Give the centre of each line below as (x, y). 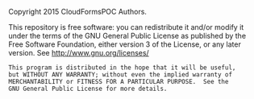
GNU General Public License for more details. (88, 89)
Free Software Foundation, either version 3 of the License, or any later (125, 44)
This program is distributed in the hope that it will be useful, (122, 68)
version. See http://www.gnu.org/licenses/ (79, 53)
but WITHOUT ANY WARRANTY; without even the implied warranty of (120, 75)
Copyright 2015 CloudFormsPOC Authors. (78, 12)
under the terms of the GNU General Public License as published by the (127, 36)
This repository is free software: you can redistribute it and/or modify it (126, 27)
